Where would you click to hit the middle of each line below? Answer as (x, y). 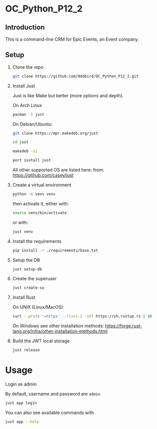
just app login (21, 403)
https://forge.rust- (124, 326)
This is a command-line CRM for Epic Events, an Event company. (72, 39)
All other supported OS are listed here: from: (58, 170)
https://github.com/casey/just (43, 175)
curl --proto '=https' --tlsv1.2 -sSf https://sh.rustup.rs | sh (82, 316)
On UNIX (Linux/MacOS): (38, 307)
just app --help (22, 421)
